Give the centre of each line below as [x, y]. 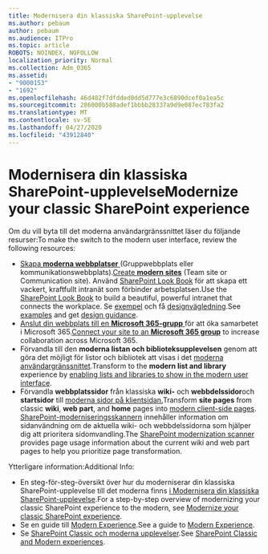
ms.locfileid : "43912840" [51, 135]
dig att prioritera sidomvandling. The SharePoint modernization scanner [137, 434]
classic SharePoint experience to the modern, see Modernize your [129, 507]
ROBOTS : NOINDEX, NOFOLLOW [53, 53]
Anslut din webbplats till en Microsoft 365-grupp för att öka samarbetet [139, 323]
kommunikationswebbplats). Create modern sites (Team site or [123, 272]
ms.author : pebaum [39, 23]
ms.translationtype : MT [48, 113]
